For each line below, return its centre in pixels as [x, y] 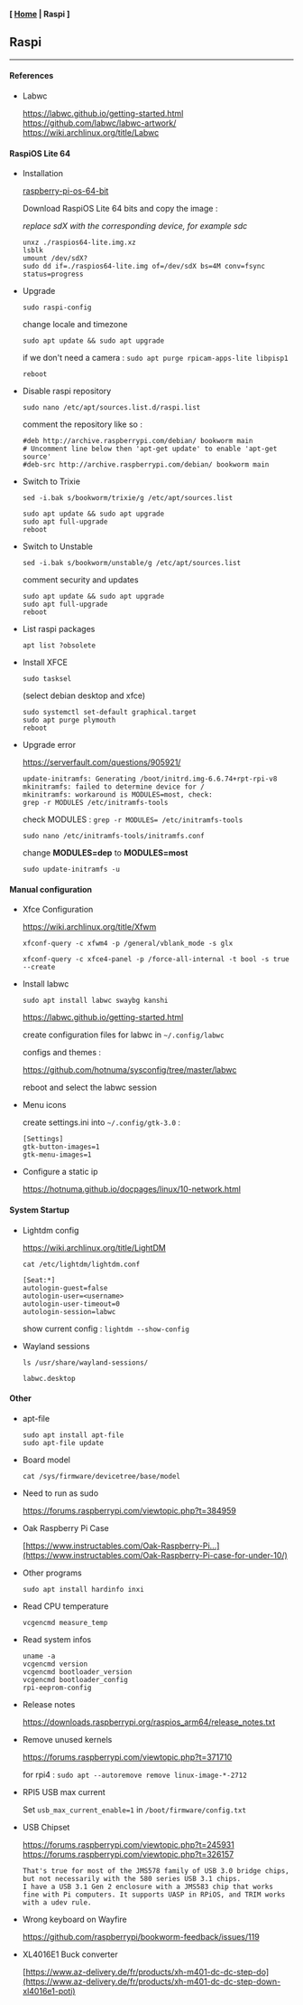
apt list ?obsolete [59, 646]
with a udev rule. [57, 1902]
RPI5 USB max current [64, 1792]
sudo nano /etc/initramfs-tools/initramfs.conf [113, 837]
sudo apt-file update [63, 1442]
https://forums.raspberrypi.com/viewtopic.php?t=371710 [127, 1757]
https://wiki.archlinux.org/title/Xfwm [89, 927]
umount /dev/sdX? [55, 259]
